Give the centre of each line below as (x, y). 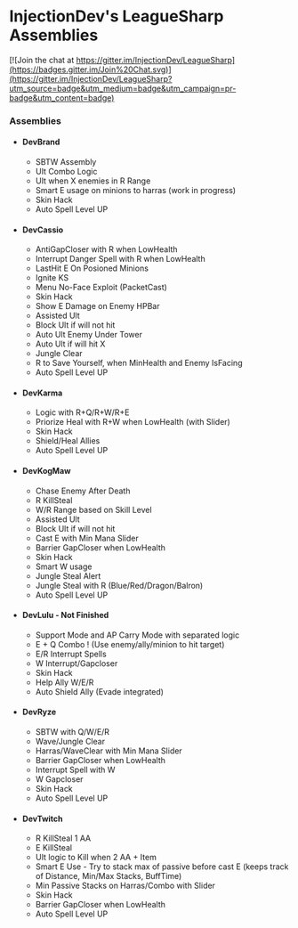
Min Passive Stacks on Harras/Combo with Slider (125, 886)
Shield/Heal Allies (68, 441)
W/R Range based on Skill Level (94, 509)
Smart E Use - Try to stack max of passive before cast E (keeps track (162, 867)
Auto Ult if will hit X (70, 344)
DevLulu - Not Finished (65, 615)
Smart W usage (64, 566)
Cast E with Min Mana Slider (87, 538)
